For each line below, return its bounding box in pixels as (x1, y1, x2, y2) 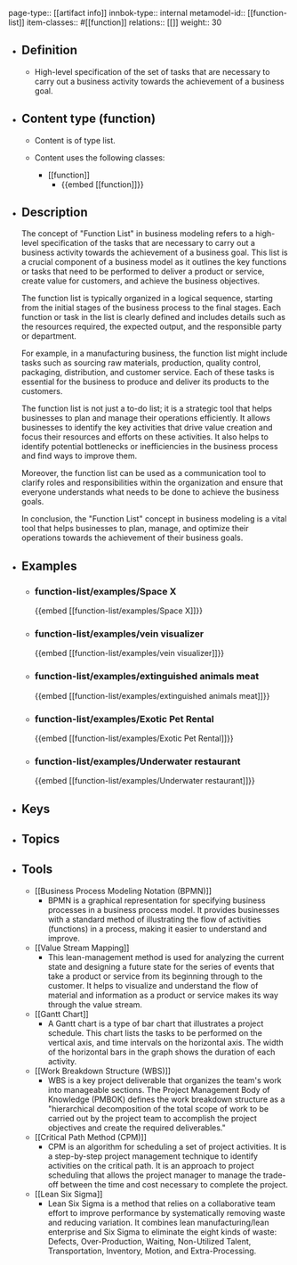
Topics (20, 832, 60, 847)
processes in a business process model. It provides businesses (47, 904, 280, 915)
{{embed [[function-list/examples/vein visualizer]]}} (34, 648, 225, 659)
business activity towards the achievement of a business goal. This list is (20, 247, 288, 258)
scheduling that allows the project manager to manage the (47, 1170, 261, 1180)
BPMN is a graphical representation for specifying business (47, 895, 266, 906)
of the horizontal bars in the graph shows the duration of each (47, 1047, 276, 1057)
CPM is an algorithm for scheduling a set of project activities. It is (47, 1141, 286, 1152)
